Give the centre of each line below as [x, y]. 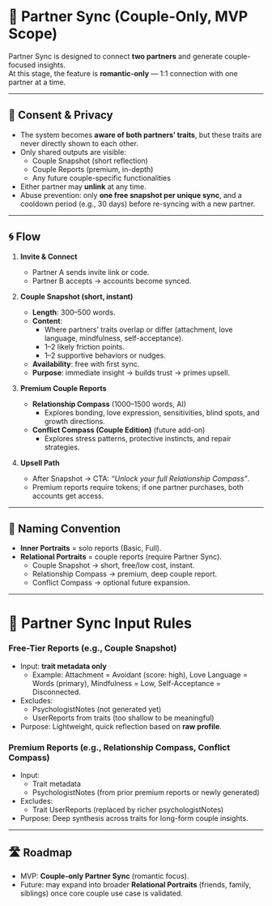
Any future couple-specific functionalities [102, 178]
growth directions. [74, 421]
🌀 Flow [25, 237]
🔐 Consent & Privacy [61, 116]
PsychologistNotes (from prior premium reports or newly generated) [146, 792]
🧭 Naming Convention [65, 528]
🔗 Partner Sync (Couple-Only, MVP [128, 17]
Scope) [33, 34]
